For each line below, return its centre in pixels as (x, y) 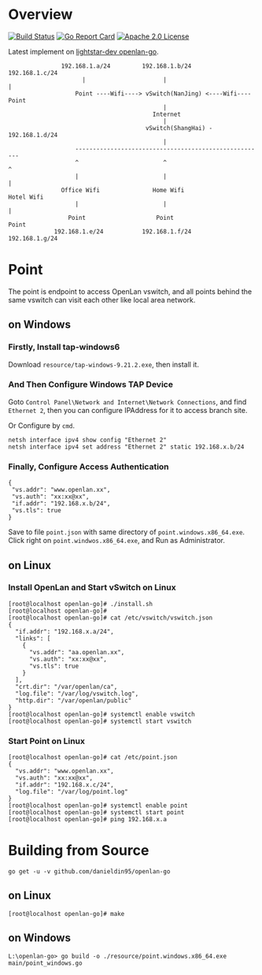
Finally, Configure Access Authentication (89, 467)
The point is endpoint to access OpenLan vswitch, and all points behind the (130, 291)
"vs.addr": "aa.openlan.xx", (77, 652)
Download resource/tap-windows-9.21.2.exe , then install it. (103, 364)
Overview (41, 15)
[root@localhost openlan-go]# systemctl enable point (98, 806)
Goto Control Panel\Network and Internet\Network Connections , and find (127, 402)
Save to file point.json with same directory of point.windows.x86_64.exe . (127, 532)
